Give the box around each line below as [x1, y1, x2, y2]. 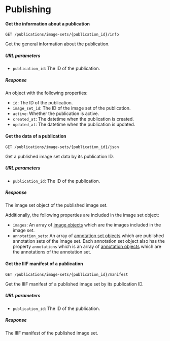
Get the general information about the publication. [5, 41, 110, 47]
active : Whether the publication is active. [12, 110, 99, 117]
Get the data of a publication [5, 133, 67, 139]
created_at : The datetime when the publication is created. [12, 116, 134, 122]
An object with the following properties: [5, 90, 88, 96]
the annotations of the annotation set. [12, 249, 91, 255]
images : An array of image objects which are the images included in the [12, 222, 161, 228]
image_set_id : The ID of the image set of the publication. [12, 105, 131, 111]
